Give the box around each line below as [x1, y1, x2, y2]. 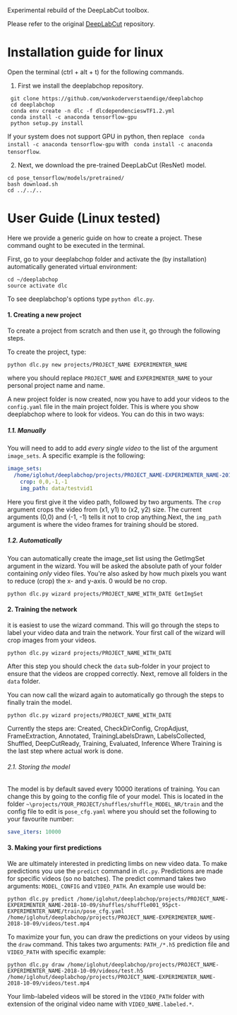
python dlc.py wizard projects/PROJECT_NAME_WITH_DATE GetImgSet [7, 590, 203, 598]
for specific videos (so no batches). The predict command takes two [7, 874, 207, 882]
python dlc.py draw [7, 961, 65, 968]
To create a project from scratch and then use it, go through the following [7, 326, 221, 335]
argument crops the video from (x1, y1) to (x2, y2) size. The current [7, 505, 202, 514]
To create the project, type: [7, 348, 87, 356]
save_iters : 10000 [7, 828, 61, 836]
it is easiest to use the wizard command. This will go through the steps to [7, 621, 220, 629]
